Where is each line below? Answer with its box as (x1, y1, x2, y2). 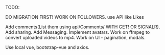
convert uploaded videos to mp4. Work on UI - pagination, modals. (5, 35, 146, 40)
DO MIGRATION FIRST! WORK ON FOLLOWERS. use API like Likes (5, 14, 144, 20)
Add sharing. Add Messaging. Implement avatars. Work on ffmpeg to (5, 29, 150, 35)
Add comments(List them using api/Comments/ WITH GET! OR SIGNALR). (5, 24, 160, 30)
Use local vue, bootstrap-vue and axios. (5, 44, 89, 50)
